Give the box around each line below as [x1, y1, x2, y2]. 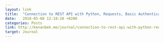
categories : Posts [5, 20, 42, 26]
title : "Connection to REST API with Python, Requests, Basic [5, 12, 137, 16]
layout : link [5, 7, 32, 12]
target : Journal [5, 29, 38, 34]
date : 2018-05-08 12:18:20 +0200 [5, 16, 78, 21]
